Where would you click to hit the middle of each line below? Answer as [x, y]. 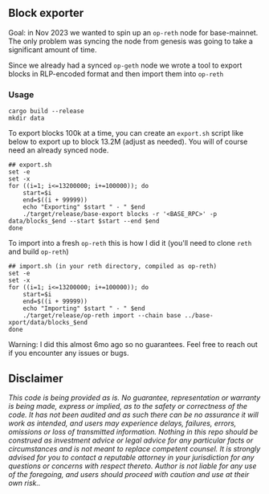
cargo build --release [46, 112]
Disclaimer [36, 378]
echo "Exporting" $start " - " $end [84, 207]
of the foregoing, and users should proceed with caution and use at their [129, 474]
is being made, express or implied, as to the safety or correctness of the [128, 406]
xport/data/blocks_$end [48, 323]
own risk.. [24, 483]
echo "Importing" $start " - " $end [84, 308]
